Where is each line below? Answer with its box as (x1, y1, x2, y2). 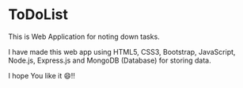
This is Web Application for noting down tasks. (8, 32, 160, 41)
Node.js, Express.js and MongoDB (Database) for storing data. (8, 55, 211, 65)
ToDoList (8, 6, 69, 24)
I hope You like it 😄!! (8, 71, 75, 80)
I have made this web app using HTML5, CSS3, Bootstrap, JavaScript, (8, 47, 236, 56)
